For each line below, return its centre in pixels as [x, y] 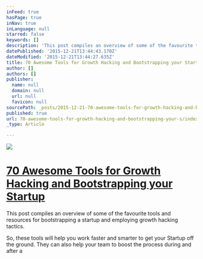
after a [14, 251]
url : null [24, 96]
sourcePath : [21, 107]
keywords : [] [23, 40]
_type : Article [25, 125]
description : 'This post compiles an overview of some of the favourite [100, 46]
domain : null [28, 91]
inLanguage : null [28, 29]
